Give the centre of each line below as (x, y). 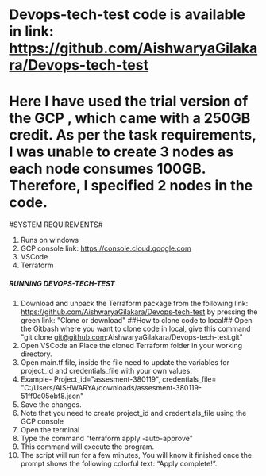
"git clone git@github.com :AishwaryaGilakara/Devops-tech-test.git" (131, 337)
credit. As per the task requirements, (133, 135)
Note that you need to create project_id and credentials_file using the (133, 413)
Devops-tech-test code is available (127, 15)
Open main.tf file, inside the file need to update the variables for (125, 363)
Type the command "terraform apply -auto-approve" (106, 439)
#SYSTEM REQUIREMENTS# (56, 225)
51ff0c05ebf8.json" (52, 396)
